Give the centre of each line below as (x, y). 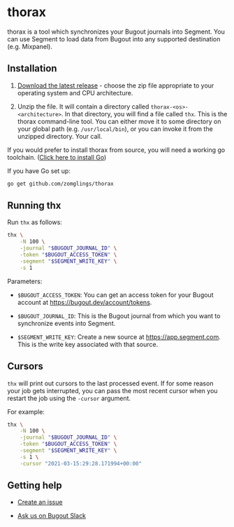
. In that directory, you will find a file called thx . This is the (145, 114)
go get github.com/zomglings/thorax (60, 184)
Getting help (35, 485)
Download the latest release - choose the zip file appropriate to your (116, 85)
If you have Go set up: (39, 171)
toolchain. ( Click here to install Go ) (57, 157)
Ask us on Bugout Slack (51, 516)
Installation (32, 68)
